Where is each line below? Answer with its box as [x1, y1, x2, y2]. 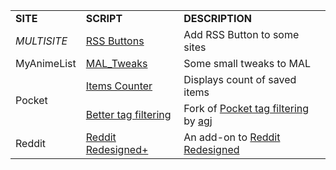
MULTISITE [15, 34, 68, 48]
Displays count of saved [183, 73, 297, 86]
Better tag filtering [85, 108, 172, 121]
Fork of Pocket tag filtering [183, 102, 310, 115]
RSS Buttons [85, 34, 145, 48]
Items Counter [85, 79, 153, 93]
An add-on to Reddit [183, 130, 281, 144]
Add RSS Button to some [183, 28, 300, 41]
